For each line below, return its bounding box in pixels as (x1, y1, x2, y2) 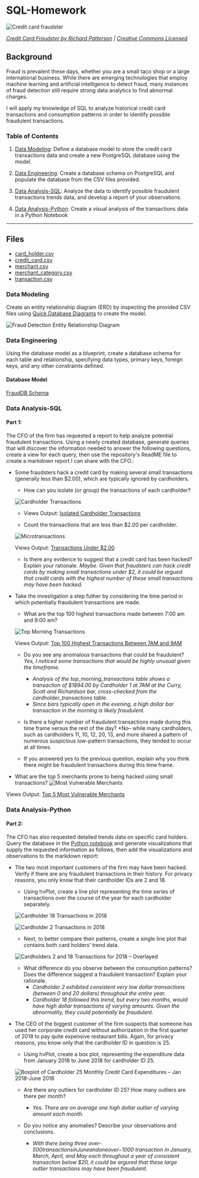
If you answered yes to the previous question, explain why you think (23, 755, 190, 762)
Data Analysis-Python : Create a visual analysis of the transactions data (14, 206, 188, 213)
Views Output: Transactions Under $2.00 (14, 544, 115, 551)
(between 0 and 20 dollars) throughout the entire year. (32, 990, 166, 997)
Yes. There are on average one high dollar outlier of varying (32, 1104, 179, 1111)
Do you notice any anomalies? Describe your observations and (23, 1122, 176, 1129)
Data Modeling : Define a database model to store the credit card (14, 146, 172, 153)
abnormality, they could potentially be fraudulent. (32, 1008, 154, 1016)
